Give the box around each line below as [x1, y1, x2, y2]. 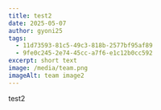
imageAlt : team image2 [8, 71, 85, 79]
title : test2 [8, 11, 52, 20]
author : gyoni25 [8, 26, 63, 35]
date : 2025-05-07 [8, 19, 67, 27]
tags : [8, 34, 27, 43]
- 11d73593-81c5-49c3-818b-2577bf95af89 [15, 42, 153, 50]
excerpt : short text [8, 57, 78, 65]
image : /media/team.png [8, 64, 89, 72]
